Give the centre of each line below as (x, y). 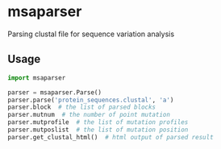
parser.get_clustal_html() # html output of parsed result (111, 137)
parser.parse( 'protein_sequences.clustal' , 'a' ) (91, 100)
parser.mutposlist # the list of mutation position (98, 130)
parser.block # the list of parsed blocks (82, 107)
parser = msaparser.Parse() (55, 92)
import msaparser (37, 78)
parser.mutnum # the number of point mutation (89, 115)
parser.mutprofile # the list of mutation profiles (98, 122)
